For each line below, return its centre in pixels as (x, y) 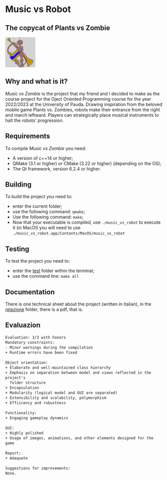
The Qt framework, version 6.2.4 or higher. (57, 169)
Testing (17, 249)
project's (16, 378)
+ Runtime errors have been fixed (41, 352)
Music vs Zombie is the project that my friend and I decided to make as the (82, 94)
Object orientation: (27, 363)
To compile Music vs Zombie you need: (46, 148)
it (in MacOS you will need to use (47, 228)
